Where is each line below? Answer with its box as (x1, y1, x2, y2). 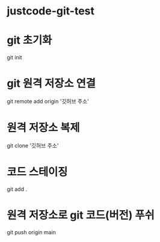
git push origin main (7, 228, 57, 235)
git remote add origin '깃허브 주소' (7, 98, 89, 105)
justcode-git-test (7, 4, 95, 18)
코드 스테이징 (7, 165, 68, 179)
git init (7, 54, 23, 61)
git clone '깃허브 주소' (7, 142, 59, 149)
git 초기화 (7, 34, 52, 47)
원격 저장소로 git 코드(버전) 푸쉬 (7, 208, 155, 222)
